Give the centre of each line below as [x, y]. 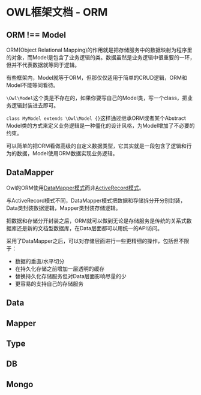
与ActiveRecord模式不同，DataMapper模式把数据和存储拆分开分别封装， [96, 200]
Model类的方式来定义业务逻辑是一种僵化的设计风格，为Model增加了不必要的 [100, 126]
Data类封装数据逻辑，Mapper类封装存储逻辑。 [64, 208]
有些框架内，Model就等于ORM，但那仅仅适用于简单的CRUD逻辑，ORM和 [97, 78]
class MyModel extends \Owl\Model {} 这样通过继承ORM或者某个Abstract [96, 118]
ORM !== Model [36, 34]
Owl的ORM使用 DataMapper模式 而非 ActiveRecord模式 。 [75, 188]
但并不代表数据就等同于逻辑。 [43, 65]
